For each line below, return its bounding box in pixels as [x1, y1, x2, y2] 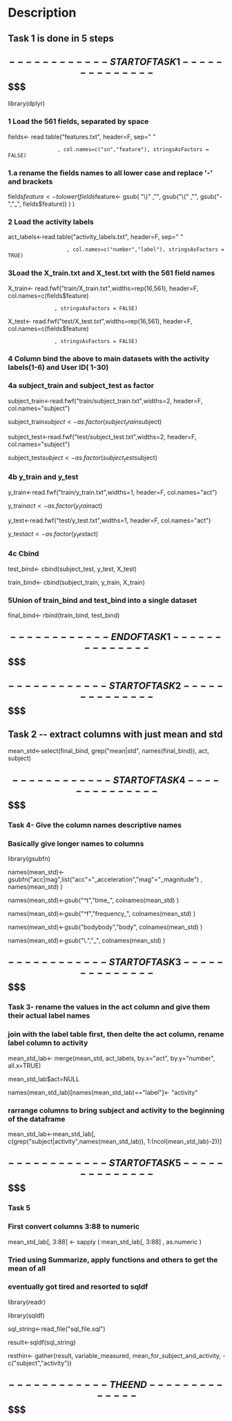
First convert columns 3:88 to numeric [8, 1221, 140, 1231]
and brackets [8, 177, 53, 186]
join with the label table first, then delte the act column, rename [8, 1030, 224, 1039]
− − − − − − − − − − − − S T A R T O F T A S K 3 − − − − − [8, 956, 224, 968]
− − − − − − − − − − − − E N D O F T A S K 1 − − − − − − [10, 631, 222, 643]
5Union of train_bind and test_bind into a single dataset [8, 595, 197, 605]
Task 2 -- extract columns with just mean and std [8, 729, 223, 741]
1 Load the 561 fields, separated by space [8, 116, 149, 126]
